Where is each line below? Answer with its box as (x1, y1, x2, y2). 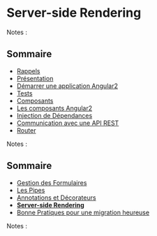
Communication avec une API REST (16, 119, 119, 127)
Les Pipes (16, 186, 45, 194)
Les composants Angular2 (16, 103, 92, 112)
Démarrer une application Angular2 (16, 82, 118, 90)
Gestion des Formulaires (16, 178, 87, 186)
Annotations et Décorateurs (16, 193, 96, 202)
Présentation (16, 74, 54, 82)
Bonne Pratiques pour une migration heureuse (16, 208, 150, 216)
